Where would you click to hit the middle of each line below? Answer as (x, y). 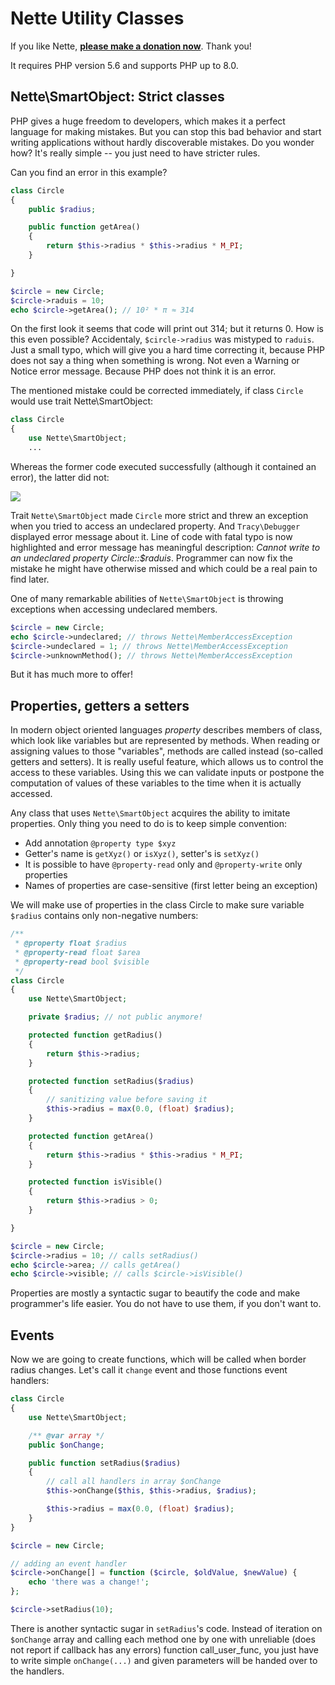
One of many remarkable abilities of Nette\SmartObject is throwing (147, 598)
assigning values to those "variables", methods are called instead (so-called (167, 751)
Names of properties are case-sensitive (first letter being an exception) (171, 886)
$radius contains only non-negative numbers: (104, 916)
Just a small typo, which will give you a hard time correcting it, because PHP (168, 350)
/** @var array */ (66, 1435)
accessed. (31, 794)
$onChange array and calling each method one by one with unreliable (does (163, 1639)
